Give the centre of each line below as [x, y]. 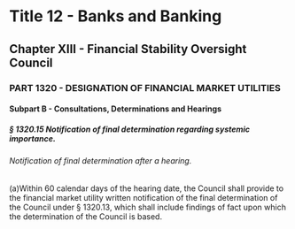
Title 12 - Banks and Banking [116, 16]
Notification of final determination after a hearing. [101, 161]
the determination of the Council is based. [85, 216]
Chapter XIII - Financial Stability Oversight [128, 49]
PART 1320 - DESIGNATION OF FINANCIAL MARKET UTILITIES [145, 88]
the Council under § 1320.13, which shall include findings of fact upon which [147, 207]
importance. [32, 138]
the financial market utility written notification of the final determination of [144, 197]
